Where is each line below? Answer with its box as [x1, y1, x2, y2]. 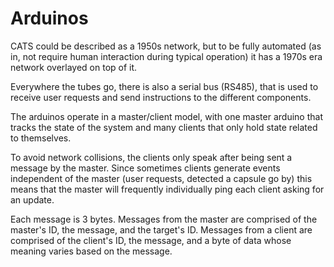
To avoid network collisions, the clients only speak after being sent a [10, 151, 293, 163]
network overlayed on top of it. [10, 61, 138, 73]
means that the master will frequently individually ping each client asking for [10, 183, 325, 195]
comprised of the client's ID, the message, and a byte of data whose [10, 234, 292, 246]
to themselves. [10, 132, 72, 144]
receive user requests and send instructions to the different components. [10, 91, 312, 103]
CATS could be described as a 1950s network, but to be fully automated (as [10, 40, 322, 52]
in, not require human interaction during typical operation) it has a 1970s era [10, 50, 323, 62]
